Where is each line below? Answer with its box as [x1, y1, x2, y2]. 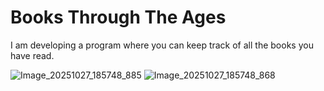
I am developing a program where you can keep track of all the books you [10, 39, 314, 51]
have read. [10, 49, 55, 61]
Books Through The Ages [10, 6, 227, 29]
